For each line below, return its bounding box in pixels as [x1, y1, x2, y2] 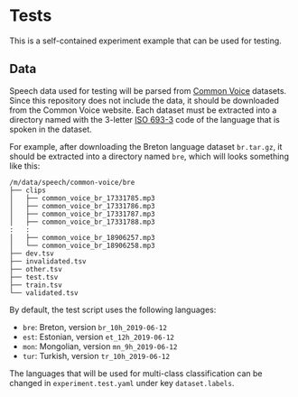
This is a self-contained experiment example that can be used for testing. [9, 35, 282, 46]
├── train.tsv [9, 281, 63, 290]
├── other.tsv [9, 264, 63, 273]
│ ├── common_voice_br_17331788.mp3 [9, 217, 155, 226]
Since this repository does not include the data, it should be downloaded [9, 95, 280, 106]
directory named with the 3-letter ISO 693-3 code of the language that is [9, 114, 280, 125]
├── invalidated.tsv [9, 256, 88, 266]
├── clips [9, 186, 47, 195]
